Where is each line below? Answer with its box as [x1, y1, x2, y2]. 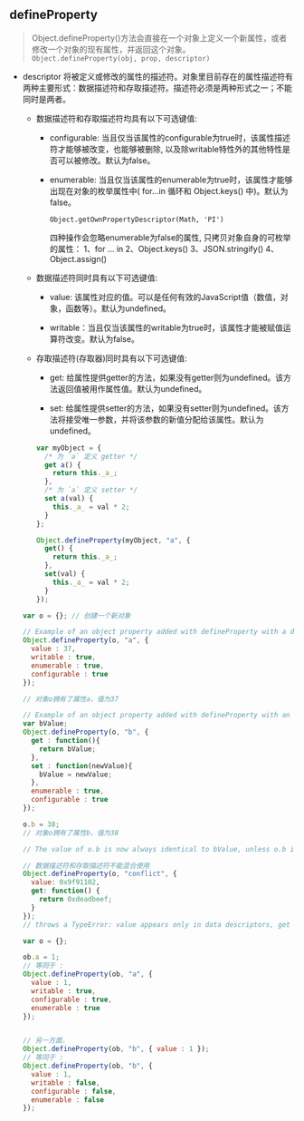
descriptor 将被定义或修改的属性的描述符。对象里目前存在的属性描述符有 [22, 71, 294, 82]
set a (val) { [43, 494, 93, 503]
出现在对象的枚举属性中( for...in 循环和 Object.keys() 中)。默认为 [49, 185, 289, 196]
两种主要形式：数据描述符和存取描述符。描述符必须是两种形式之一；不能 [22, 82, 292, 93]
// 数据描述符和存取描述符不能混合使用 [22, 861, 150, 870]
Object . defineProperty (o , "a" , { [22, 636, 149, 645]
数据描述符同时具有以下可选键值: [35, 272, 158, 283]
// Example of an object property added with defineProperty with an [22, 711, 291, 720]
